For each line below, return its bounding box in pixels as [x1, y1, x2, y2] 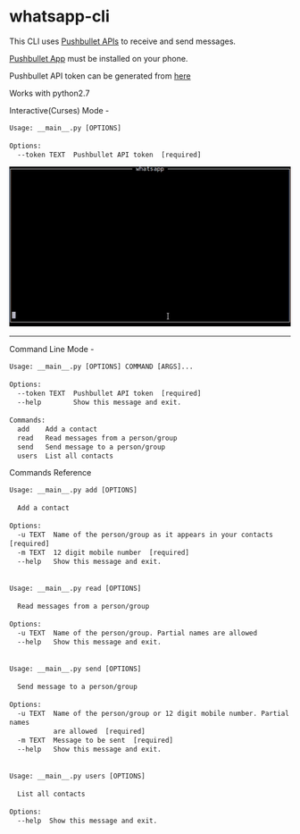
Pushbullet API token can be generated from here [9, 70, 191, 81]
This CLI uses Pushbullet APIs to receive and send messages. [9, 36, 237, 46]
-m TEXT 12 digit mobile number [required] [17, 548, 190, 557]
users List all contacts [17, 451, 114, 460]
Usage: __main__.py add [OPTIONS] [9, 485, 138, 494]
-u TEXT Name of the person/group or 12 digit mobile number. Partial [17, 709, 290, 718]
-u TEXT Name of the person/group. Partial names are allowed [17, 628, 257, 637]
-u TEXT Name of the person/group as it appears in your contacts [17, 530, 274, 539]
